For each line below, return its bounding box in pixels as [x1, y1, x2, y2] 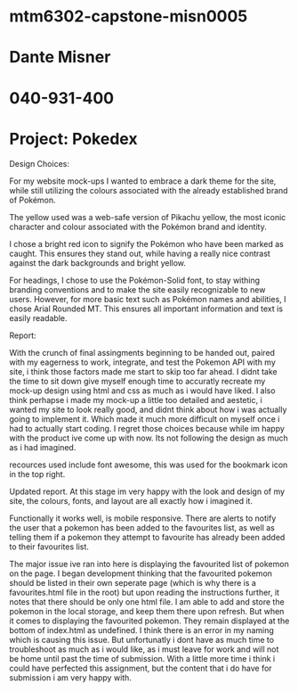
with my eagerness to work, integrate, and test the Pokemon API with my [9, 357, 276, 367]
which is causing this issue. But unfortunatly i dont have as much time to [9, 634, 274, 645]
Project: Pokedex [9, 128, 138, 149]
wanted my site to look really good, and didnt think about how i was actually [9, 404, 287, 415]
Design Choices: [9, 158, 69, 169]
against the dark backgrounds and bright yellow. [9, 257, 187, 268]
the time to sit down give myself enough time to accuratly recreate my [9, 375, 266, 386]
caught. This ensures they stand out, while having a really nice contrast [9, 248, 271, 259]
